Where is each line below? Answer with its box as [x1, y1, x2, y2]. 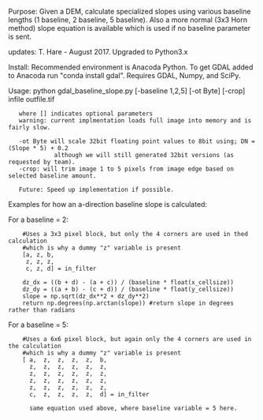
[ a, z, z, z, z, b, [22, 356, 108, 364]
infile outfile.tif [8, 95, 55, 103]
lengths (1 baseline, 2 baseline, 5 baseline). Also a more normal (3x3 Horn [8, 15, 248, 24]
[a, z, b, [22, 251, 55, 259]
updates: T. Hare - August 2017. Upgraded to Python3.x [8, 47, 188, 56]
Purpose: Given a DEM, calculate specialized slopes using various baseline [8, 7, 251, 16]
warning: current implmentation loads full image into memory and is [18, 117, 252, 125]
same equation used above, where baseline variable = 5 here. [28, 404, 238, 412]
